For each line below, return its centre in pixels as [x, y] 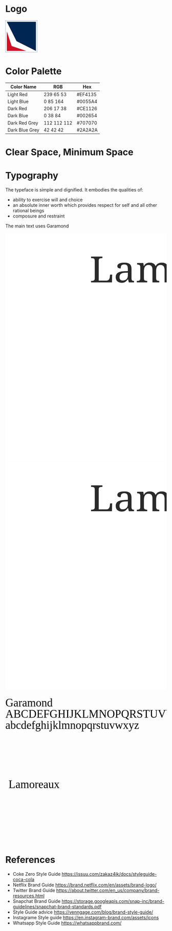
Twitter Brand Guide [34, 891]
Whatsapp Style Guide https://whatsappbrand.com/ [67, 923]
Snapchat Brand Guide [37, 901]
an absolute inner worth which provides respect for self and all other [85, 205]
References [30, 860]
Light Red [18, 94]
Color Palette [34, 71]
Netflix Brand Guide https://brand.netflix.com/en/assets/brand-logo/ [85, 885]
